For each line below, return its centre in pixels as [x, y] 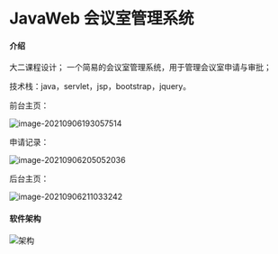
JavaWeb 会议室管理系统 [102, 18]
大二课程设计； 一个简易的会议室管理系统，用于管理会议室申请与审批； [140, 68]
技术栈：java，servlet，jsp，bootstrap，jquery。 [100, 86]
